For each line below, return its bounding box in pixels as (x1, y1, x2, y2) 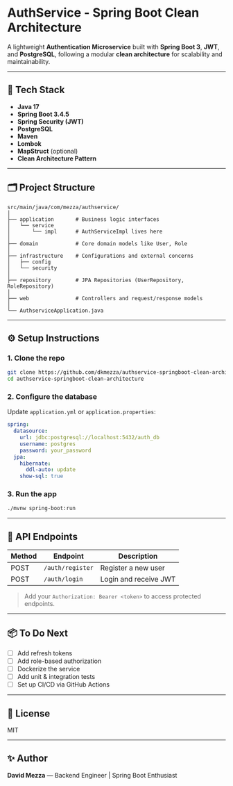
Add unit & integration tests (17, 673, 96, 681)
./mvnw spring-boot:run (7, 505, 76, 512)
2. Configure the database (7, 391, 98, 401)
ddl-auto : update (25, 466, 76, 473)
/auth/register (44, 564, 94, 572)
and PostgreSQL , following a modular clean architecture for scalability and (7, 50, 223, 58)
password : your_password (19, 447, 92, 454)
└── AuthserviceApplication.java (7, 307, 104, 314)
